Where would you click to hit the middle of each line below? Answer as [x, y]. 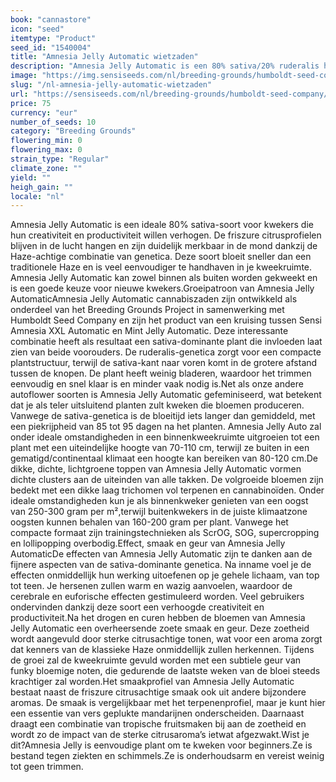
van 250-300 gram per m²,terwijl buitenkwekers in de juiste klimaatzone [159, 512]
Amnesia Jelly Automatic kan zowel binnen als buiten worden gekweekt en [164, 278]
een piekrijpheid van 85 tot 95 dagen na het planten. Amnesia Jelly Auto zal [166, 427]
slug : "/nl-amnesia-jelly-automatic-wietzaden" [111, 85]
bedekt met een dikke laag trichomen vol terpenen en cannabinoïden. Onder [167, 490]
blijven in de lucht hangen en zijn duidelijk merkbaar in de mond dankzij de [164, 246]
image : [24, 76]
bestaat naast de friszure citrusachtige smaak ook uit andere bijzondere [158, 692]
